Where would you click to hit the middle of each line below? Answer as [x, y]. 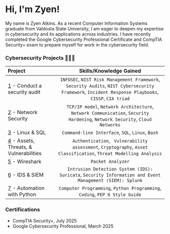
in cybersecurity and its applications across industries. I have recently [78, 34]
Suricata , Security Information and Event [110, 175]
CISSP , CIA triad [110, 99]
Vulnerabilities [25, 154]
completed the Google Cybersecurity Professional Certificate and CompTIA [84, 39]
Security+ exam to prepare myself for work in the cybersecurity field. [77, 44]
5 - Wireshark [25, 162]
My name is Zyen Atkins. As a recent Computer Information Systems [76, 23]
